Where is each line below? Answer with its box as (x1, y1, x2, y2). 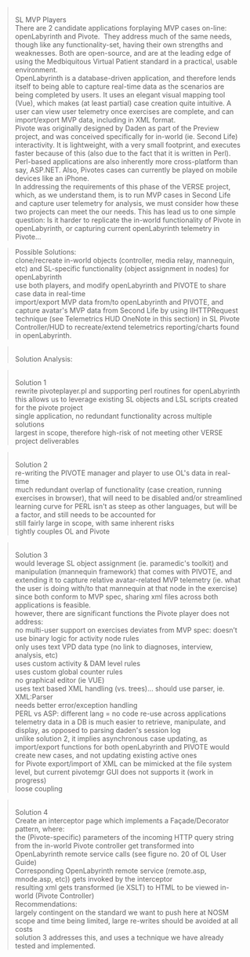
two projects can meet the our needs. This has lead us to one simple (14, 207, 236, 216)
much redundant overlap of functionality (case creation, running (14, 485, 222, 494)
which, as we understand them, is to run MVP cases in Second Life (14, 190, 231, 200)
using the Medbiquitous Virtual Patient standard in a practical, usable (14, 57, 238, 66)
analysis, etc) (14, 651, 58, 659)
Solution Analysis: (14, 354, 73, 364)
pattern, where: (14, 824, 65, 834)
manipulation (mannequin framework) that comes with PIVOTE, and (14, 567, 233, 576)
